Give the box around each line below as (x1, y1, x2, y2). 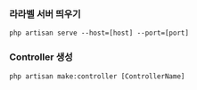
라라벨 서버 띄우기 (9, 7, 82, 20)
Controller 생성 (9, 51, 73, 63)
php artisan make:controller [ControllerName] (9, 71, 185, 81)
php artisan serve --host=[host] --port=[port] (9, 29, 190, 37)
